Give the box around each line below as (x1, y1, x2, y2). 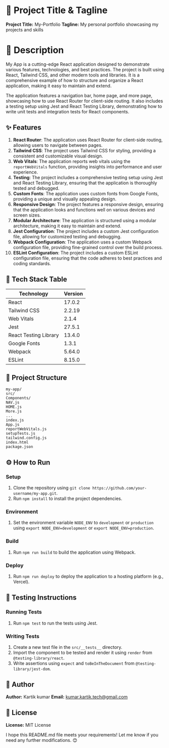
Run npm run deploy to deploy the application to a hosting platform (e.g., (13, 573, 164, 579)
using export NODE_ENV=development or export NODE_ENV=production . (13, 525, 154, 531)
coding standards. (13, 260, 51, 266)
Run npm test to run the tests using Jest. (13, 620, 98, 626)
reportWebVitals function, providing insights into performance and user (13, 163, 162, 170)
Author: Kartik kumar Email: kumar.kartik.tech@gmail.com (6, 693, 128, 700)
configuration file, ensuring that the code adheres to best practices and (13, 255, 162, 261)
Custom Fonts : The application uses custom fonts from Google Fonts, (13, 190, 159, 196)
